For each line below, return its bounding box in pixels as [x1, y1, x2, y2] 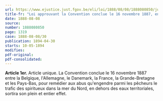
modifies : [5, 48, 25, 52]
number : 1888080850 [5, 25, 45, 30]
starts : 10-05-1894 [5, 43, 45, 48]
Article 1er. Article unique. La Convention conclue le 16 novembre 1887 [5, 70, 147, 76]
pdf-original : [5, 52, 34, 57]
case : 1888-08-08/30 [5, 34, 47, 39]
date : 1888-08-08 [5, 16, 40, 21]
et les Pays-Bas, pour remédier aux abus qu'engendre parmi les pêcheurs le [5, 81, 158, 86]
